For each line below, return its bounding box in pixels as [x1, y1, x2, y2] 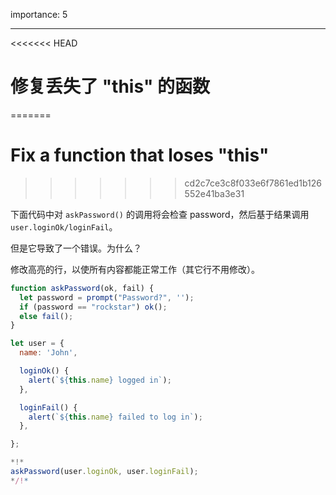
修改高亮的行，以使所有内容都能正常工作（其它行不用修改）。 [10, 263, 260, 275]
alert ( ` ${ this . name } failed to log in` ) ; [28, 412, 203, 422]
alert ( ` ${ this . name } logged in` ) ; [28, 375, 172, 385]
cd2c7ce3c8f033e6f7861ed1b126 [184, 177, 322, 189]
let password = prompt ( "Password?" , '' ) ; [19, 292, 195, 303]
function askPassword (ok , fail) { [10, 283, 155, 293]
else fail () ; [19, 311, 74, 321]
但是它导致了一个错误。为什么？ [10, 242, 142, 254]
